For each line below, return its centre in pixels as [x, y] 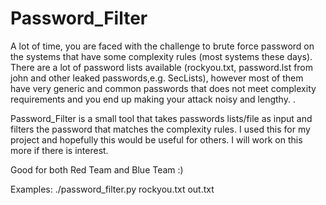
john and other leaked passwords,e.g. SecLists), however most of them [157, 78]
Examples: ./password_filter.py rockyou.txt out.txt [112, 189]
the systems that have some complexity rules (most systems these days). [161, 56]
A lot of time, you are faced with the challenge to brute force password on [162, 46]
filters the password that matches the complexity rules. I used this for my [160, 129]
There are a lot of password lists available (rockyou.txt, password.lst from [162, 67]
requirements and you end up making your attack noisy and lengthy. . [153, 99]
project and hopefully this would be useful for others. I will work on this [156, 139]
